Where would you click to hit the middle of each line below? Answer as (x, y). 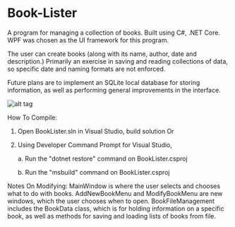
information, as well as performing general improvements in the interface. (114, 90)
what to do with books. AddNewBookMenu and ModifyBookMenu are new (115, 193)
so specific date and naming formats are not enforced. (86, 69)
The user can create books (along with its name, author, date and (102, 54)
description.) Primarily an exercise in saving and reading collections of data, (117, 61)
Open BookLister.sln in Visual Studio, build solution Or (96, 131)
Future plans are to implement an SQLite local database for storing (104, 82)
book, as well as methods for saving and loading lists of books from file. (112, 216)
